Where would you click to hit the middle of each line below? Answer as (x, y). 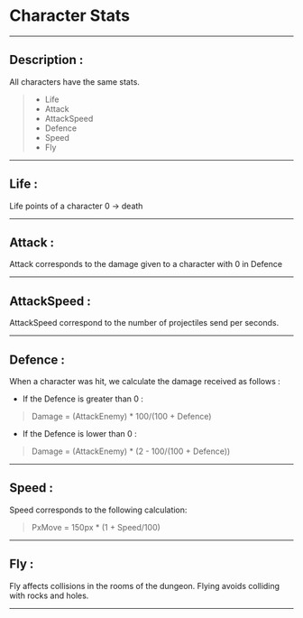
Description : (46, 60)
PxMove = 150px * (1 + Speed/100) (96, 527)
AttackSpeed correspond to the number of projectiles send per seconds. (144, 323)
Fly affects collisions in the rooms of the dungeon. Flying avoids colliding (145, 586)
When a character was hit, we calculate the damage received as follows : (145, 381)
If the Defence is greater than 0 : (83, 399)
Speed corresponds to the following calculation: (98, 510)
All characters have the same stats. (74, 81)
